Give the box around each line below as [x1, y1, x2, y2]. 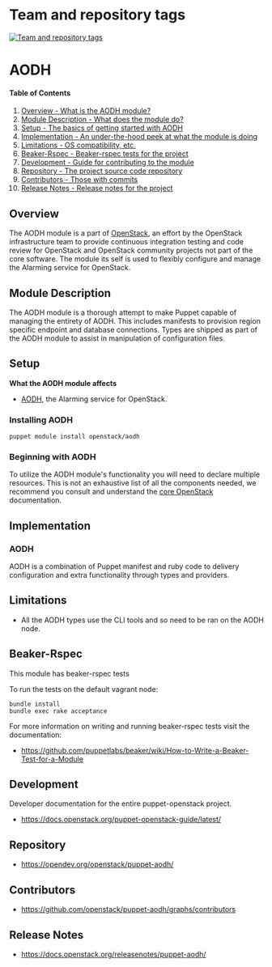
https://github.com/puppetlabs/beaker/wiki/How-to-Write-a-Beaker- [20, 745, 249, 755]
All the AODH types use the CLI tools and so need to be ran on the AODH [20, 615, 264, 625]
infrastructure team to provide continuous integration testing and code [9, 237, 244, 247]
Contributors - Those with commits [20, 175, 138, 184]
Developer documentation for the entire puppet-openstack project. [9, 799, 232, 808]
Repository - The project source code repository [20, 166, 183, 176]
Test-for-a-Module [20, 754, 84, 764]
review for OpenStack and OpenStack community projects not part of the [9, 245, 253, 256]
